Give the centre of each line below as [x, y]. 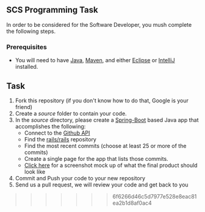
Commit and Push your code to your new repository [80, 178]
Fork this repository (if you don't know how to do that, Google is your [102, 101]
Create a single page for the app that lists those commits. [96, 158]
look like [35, 171]
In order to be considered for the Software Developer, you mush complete [99, 24]
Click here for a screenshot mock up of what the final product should [111, 165]
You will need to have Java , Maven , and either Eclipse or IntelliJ [95, 60]
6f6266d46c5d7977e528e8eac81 [155, 196]
